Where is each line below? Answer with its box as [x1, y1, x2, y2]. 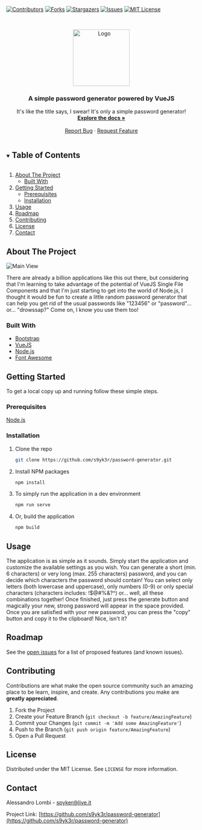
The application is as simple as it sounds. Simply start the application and [6, 557, 189, 564]
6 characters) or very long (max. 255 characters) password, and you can [6, 570, 187, 577]
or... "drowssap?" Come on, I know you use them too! [6, 306, 139, 313]
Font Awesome [14, 354, 52, 361]
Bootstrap [14, 335, 40, 342]
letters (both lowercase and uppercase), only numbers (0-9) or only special [6, 583, 194, 590]
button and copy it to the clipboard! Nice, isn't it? [6, 615, 128, 622]
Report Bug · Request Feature [65, 127, 138, 135]
